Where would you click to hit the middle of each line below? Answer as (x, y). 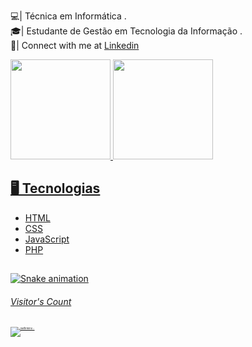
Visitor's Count (41, 301)
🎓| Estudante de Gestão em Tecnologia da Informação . (126, 31)
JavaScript (47, 239)
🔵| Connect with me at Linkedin (75, 45)
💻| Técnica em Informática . (68, 16)
